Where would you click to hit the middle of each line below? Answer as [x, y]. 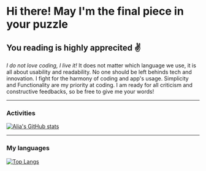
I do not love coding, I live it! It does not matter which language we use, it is [101, 65]
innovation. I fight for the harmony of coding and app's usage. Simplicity [97, 78]
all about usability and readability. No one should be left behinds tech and [99, 72]
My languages [28, 148]
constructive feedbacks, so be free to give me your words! [80, 91]
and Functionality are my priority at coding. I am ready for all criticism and [100, 85]
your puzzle [37, 24]
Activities [21, 113]
